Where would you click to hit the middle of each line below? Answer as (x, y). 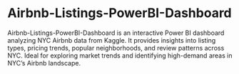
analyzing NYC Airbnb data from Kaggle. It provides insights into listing (112, 40)
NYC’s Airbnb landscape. (44, 63)
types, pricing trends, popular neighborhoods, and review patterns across (116, 48)
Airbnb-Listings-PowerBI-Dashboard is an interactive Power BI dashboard (116, 33)
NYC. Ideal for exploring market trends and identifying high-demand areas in (120, 55)
